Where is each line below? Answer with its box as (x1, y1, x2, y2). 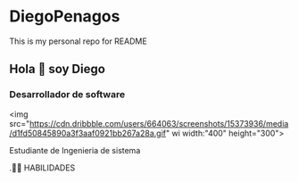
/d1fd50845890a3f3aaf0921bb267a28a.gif (9, 128, 167, 138)
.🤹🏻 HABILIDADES (9, 162, 76, 173)
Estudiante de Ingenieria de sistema (9, 145, 141, 155)
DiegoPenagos (9, 6, 120, 27)
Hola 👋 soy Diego (9, 62, 105, 77)
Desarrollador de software (9, 88, 126, 101)
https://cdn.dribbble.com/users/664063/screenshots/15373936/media (29, 118, 289, 128)
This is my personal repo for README (9, 36, 147, 46)
